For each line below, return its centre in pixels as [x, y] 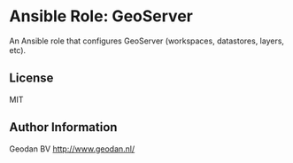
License [31, 78]
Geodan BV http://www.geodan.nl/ [72, 149]
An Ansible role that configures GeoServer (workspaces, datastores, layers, [147, 41]
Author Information [63, 127]
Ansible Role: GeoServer [101, 16]
